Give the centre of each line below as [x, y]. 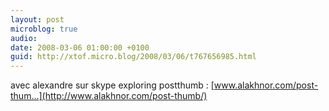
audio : [24, 38]
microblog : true [44, 29]
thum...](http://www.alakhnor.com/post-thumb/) [109, 96]
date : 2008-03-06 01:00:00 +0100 [80, 47]
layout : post [37, 19]
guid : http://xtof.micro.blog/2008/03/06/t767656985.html [133, 57]
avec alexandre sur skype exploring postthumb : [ [112, 85]
